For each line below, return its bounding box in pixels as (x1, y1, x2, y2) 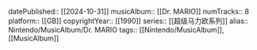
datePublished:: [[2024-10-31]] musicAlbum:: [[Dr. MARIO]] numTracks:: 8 (8, 7, 250, 16)
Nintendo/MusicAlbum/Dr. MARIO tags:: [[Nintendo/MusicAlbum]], (8, 25, 224, 34)
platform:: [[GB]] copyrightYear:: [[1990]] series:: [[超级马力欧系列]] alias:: (8, 16, 248, 25)
